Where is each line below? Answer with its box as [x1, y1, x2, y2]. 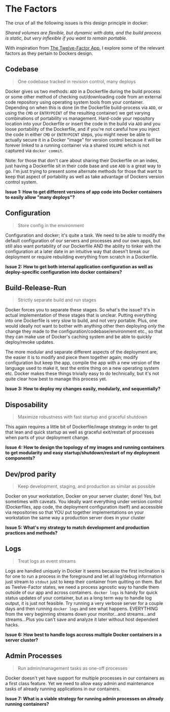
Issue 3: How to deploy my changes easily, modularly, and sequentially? [5, 386, 161, 392]
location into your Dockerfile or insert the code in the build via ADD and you [5, 120, 161, 127]
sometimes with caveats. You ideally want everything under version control [5, 499, 162, 505]
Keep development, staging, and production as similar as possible [17, 483, 156, 489]
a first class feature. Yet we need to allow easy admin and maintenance [5, 680, 154, 686]
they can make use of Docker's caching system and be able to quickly [5, 334, 152, 340]
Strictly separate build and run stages [17, 297, 96, 303]
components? [5, 455, 36, 461]
